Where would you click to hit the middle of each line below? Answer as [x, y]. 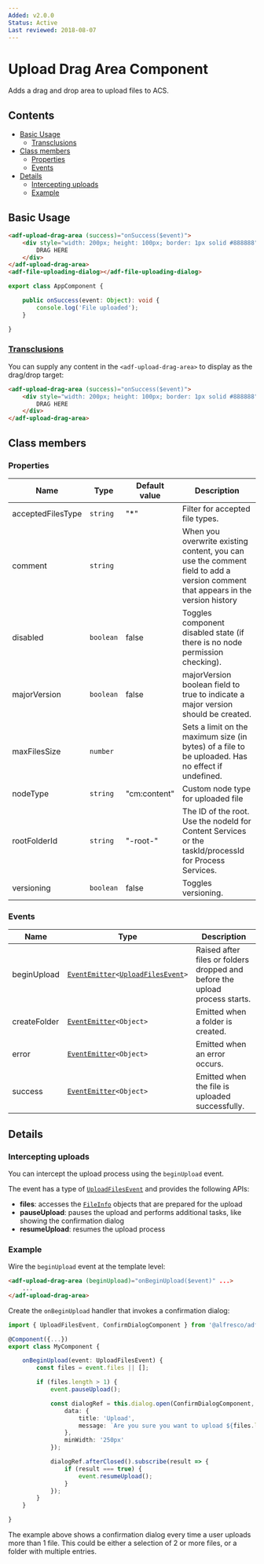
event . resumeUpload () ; [115, 1476]
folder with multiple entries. [52, 1551]
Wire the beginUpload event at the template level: [87, 1267]
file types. [200, 518]
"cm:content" [150, 793]
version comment [214, 580]
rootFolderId [35, 840]
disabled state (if [213, 632]
